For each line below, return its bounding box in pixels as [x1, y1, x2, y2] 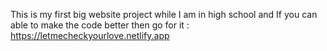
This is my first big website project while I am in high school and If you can [10, 9, 318, 20]
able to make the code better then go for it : [10, 19, 190, 31]
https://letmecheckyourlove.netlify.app [10, 30, 170, 41]
